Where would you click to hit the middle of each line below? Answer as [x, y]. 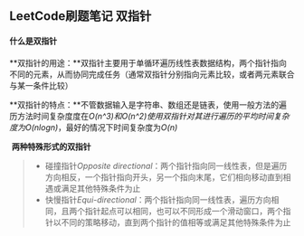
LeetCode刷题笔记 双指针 [81, 16]
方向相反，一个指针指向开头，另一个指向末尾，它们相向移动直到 [164, 177]
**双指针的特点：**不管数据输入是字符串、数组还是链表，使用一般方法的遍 [148, 104]
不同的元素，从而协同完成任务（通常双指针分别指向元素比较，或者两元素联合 [152, 74]
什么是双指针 [33, 41]
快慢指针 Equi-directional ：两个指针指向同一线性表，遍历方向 [158, 199]
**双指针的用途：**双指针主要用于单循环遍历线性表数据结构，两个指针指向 [148, 62]
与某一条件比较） [41, 85]
